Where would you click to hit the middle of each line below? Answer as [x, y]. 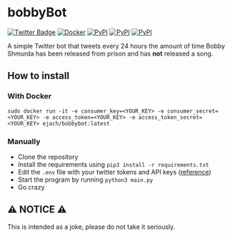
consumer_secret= [193, 111]
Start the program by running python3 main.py [85, 180]
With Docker [30, 96]
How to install [39, 76]
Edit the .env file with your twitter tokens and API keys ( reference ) [115, 172]
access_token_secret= [170, 117]
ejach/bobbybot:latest [76, 123]
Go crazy [31, 187]
